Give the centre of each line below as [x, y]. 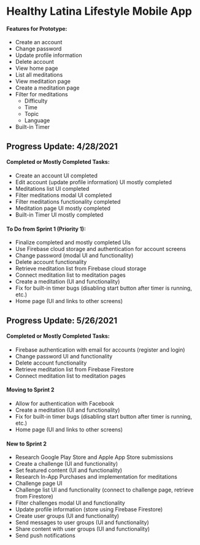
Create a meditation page [47, 88]
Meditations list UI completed [52, 188]
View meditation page [43, 82]
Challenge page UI [39, 484]
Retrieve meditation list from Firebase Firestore [74, 369]
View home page [37, 68]
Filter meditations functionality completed [68, 201]
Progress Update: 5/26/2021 [62, 320]
